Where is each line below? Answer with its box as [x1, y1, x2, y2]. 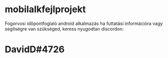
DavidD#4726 [5, 44, 65, 55]
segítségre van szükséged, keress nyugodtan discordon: [5, 25, 124, 32]
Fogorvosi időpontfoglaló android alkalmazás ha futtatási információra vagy [5, 20, 163, 26]
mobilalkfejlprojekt [5, 4, 86, 15]
